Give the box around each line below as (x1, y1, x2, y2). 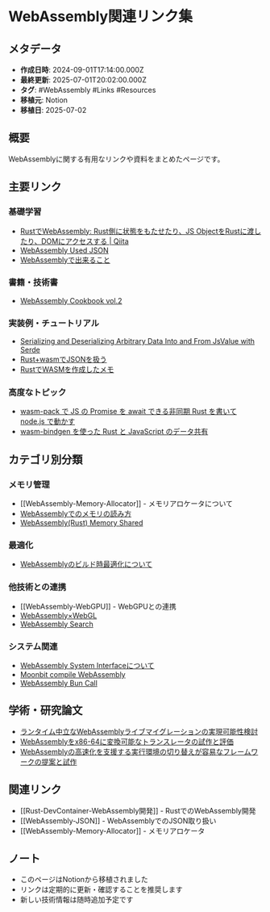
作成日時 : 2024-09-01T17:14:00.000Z (19, 65, 144, 74)
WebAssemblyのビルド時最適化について (19, 559, 153, 569)
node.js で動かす (19, 416, 75, 426)
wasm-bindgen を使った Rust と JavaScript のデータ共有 (19, 427, 209, 437)
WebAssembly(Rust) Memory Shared (19, 518, 143, 528)
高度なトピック (8, 387, 67, 398)
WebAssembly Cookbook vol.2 (19, 295, 123, 305)
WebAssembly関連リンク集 (8, 7, 193, 26)
